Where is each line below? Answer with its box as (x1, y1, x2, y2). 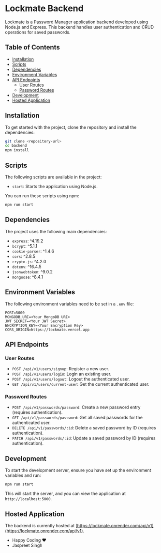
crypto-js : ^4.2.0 (12, 258, 46, 264)
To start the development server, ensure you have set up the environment (5, 467, 151, 473)
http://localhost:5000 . (5, 496, 52, 502)
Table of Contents (5, 43, 60, 51)
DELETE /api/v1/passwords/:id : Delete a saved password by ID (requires (12, 425, 156, 431)
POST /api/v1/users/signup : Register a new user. (12, 366, 110, 372)
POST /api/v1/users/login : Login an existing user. (12, 371, 112, 377)
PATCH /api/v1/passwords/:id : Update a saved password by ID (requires (12, 435, 156, 441)
